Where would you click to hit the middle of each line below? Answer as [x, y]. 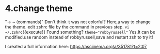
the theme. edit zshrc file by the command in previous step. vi [67, 27]
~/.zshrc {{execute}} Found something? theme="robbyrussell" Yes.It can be [80, 32]
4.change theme [39, 8]
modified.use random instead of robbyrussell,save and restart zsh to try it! [79, 37]
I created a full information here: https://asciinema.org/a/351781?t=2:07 [76, 46]
